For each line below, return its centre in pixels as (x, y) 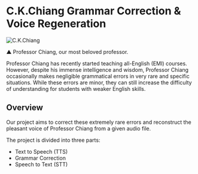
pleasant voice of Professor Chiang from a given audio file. (79, 128)
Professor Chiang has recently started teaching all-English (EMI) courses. (97, 63)
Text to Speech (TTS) (41, 151)
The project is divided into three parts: (53, 140)
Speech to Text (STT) (41, 164)
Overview (25, 108)
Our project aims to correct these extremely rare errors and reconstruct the (99, 122)
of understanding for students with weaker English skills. (76, 88)
